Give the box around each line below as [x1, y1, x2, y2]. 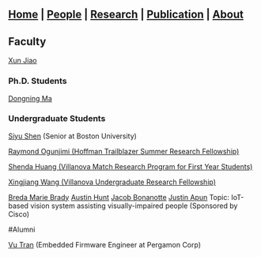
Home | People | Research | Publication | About [8, 8, 244, 21]
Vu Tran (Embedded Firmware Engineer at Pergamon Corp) [8, 240, 202, 249]
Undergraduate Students [8, 113, 106, 124]
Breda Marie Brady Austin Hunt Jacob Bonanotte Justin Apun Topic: [8, 192, 229, 202]
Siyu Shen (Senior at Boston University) [8, 131, 137, 141]
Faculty [8, 35, 47, 48]
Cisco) [8, 209, 30, 218]
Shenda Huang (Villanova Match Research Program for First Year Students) [8, 161, 253, 171]
